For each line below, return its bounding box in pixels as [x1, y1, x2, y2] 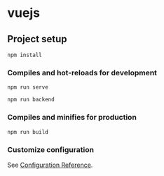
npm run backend [7, 96, 55, 103]
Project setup [7, 33, 68, 45]
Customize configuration [7, 144, 95, 154]
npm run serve [7, 84, 49, 91]
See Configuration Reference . [7, 161, 93, 169]
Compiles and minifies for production [7, 113, 137, 122]
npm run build [7, 128, 49, 135]
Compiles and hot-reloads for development [7, 68, 158, 77]
